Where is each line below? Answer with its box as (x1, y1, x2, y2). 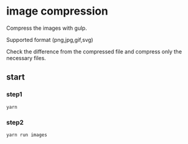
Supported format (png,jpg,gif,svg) (6, 36, 93, 43)
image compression (6, 4, 109, 18)
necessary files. (6, 54, 47, 61)
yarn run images (6, 132, 47, 138)
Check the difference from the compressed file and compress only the (6, 47, 182, 55)
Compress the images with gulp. (6, 24, 87, 32)
